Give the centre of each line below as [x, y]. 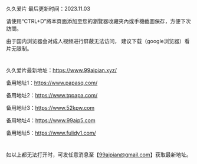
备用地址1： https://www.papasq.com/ [52, 83]
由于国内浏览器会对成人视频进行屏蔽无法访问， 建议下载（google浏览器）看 [98, 41]
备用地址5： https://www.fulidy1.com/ [51, 133]
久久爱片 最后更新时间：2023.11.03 [48, 9]
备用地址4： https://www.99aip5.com [51, 120]
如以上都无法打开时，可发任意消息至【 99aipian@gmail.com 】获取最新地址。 [99, 155]
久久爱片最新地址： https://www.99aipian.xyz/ [61, 70]
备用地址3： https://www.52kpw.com [50, 108]
